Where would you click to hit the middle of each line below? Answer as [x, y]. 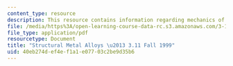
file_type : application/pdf [48, 33]
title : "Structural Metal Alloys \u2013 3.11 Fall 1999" [91, 45]
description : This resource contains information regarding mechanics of [116, 20]
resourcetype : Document [42, 39]
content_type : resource [42, 13]
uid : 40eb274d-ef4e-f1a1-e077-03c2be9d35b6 [71, 52]
